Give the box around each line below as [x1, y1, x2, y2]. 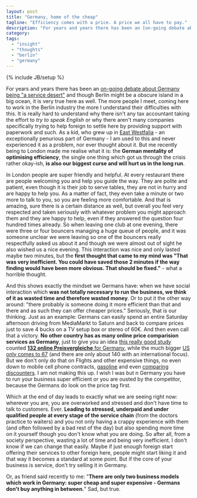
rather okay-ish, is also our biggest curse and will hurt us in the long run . [6, 159, 185, 167]
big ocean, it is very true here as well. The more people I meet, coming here [6, 97, 189, 104]
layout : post [6, 8, 38, 15]
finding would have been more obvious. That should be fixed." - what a [6, 264, 182, 271]
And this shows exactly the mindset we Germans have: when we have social [6, 282, 191, 289]
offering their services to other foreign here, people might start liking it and [6, 449, 186, 456]
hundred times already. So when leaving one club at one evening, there [6, 221, 178, 228]
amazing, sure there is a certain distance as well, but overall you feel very [6, 202, 184, 209]
